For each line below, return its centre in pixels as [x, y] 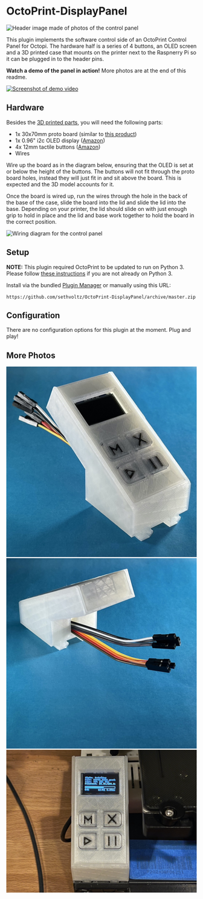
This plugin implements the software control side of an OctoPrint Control [96, 39]
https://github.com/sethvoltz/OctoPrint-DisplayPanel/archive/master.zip [101, 297]
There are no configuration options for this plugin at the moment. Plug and [99, 330]
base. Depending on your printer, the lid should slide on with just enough [97, 209]
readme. [17, 77]
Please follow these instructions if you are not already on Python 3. [90, 273]
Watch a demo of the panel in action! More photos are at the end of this [96, 70]
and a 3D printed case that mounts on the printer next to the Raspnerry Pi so [101, 52]
